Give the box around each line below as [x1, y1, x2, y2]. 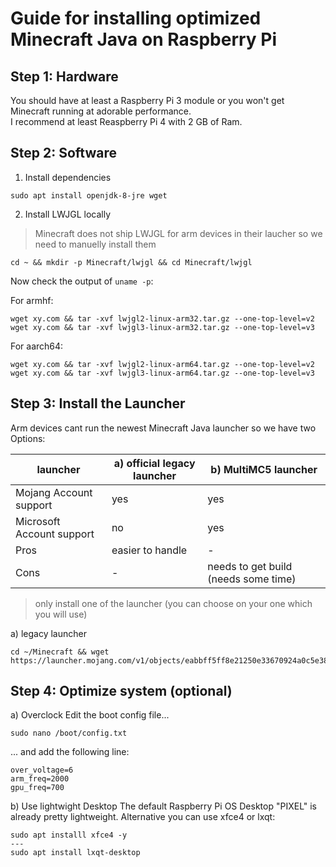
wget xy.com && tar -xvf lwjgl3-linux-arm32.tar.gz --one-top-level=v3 [10, 322, 315, 332]
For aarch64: [10, 340, 64, 352]
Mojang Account [15, 485, 93, 499]
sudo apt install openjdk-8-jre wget [10, 190, 168, 201]
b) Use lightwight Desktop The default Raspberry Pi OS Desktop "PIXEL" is [10, 800, 318, 812]
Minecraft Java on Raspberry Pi [10, 28, 278, 51]
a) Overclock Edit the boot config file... [10, 709, 170, 721]
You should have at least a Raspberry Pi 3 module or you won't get [10, 95, 285, 106]
